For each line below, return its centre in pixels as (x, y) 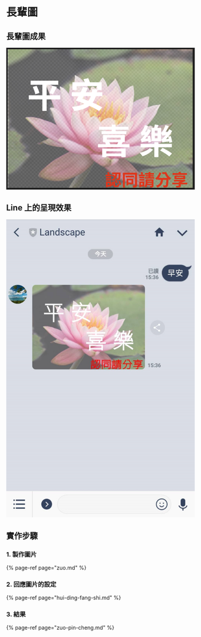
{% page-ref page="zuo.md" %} (46, 568)
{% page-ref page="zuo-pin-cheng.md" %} (60, 628)
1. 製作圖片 (22, 554)
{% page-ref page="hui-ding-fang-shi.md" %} (64, 598)
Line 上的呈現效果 (39, 208)
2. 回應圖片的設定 (31, 584)
